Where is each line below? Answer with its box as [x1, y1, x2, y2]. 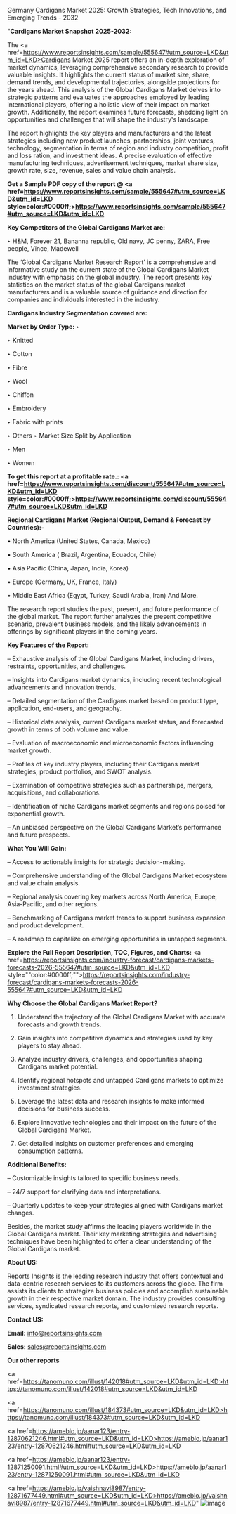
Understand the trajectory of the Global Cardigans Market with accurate [17, 1013, 226, 1021]
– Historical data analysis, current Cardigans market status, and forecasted [7, 718, 223, 726]
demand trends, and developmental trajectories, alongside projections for [7, 78, 220, 86]
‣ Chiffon [7, 391, 34, 399]
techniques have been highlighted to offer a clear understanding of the [7, 1237, 212, 1246]
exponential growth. [7, 809, 65, 818]
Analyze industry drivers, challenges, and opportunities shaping [17, 1055, 202, 1063]
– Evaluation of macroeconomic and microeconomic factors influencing [7, 739, 214, 747]
